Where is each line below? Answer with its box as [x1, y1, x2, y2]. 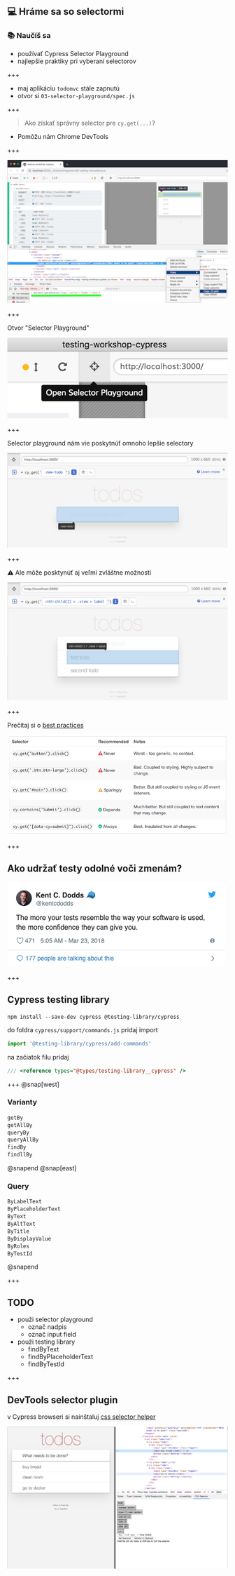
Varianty [7, 1097, 37, 1107]
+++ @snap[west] [7, 1080, 59, 1088]
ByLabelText [7, 1198, 42, 1206]
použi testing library [17, 1337, 76, 1346]
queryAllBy [7, 1136, 39, 1144]
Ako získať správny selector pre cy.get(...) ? [24, 119, 155, 127]
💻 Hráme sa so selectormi [7, 6, 124, 18]
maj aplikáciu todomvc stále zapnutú [17, 84, 120, 93]
